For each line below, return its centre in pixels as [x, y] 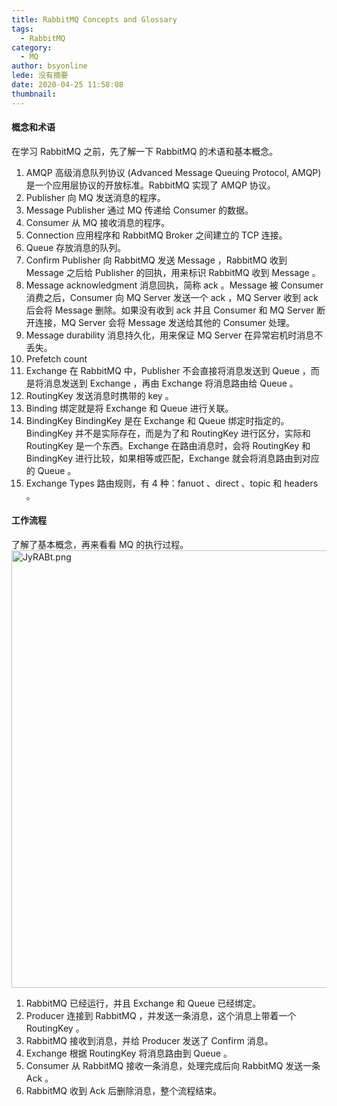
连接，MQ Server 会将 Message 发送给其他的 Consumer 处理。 [164, 322]
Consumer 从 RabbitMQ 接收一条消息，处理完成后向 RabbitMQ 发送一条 [173, 1066]
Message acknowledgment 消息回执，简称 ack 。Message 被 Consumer [174, 285]
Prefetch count [56, 358]
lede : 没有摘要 [40, 76]
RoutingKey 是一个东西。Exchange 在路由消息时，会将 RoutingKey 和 [168, 445]
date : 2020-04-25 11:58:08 [67, 85]
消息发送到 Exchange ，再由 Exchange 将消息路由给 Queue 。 [171, 383]
